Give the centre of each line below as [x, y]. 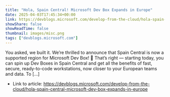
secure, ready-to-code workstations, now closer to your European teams [81, 68]
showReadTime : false [27, 29]
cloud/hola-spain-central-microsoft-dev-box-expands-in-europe [80, 89]
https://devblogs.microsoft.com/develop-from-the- [97, 83]
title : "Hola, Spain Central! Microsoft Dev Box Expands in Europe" [79, 10]
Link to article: [27, 83]
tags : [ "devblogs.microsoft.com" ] [42, 38]
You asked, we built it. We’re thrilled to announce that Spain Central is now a [85, 52]
